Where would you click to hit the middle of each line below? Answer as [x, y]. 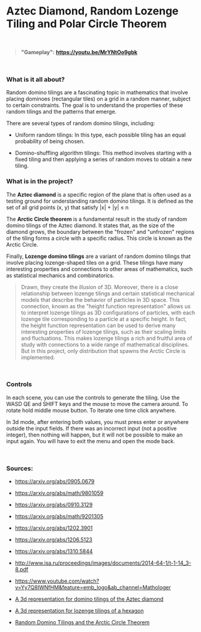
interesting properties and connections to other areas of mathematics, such [100, 269]
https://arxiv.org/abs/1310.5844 [54, 551]
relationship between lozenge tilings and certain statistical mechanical [108, 293]
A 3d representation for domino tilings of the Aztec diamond [89, 599]
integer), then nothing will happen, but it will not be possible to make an [94, 435]
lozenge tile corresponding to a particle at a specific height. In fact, [104, 319]
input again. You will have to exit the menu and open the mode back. [91, 441]
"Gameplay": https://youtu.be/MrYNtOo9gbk [79, 52]
